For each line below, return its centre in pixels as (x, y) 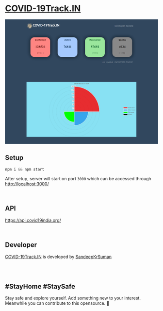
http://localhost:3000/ (27, 184)
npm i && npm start (25, 170)
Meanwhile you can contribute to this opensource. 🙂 (57, 303)
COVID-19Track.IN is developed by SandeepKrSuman (58, 257)
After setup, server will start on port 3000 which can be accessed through (78, 179)
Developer (21, 245)
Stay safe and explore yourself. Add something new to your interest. (73, 298)
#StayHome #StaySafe (40, 286)
